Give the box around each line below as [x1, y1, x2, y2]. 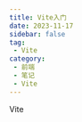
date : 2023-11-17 [9, 21, 74, 30]
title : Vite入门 [9, 12, 67, 22]
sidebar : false [9, 29, 66, 38]
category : [9, 54, 46, 63]
